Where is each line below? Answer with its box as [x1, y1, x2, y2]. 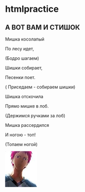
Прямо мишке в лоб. [5, 103, 49, 109]
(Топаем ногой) [5, 142, 38, 147]
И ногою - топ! [5, 132, 36, 138]
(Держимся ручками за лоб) [5, 113, 66, 118]
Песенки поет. [5, 75, 36, 80]
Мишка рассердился [5, 122, 49, 128]
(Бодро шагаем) [5, 55, 40, 61]
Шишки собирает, [5, 65, 43, 71]
